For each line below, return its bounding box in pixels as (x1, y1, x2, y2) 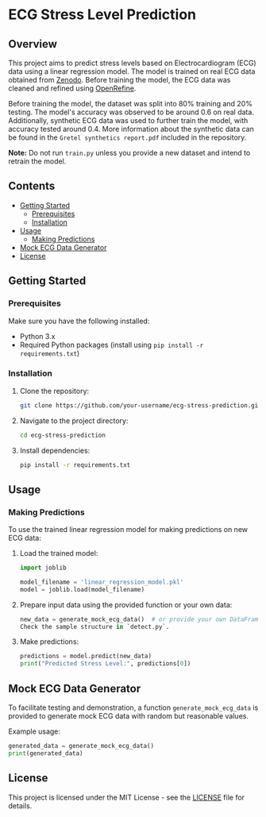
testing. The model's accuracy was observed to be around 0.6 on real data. (8, 107, 254, 117)
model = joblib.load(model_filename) (19, 585, 145, 593)
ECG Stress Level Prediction (8, 6, 197, 24)
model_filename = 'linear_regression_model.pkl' (19, 578, 184, 586)
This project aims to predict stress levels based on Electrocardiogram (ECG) (8, 58, 256, 67)
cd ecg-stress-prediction (19, 431, 106, 439)
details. (8, 800, 33, 811)
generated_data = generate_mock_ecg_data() (8, 742, 155, 750)
